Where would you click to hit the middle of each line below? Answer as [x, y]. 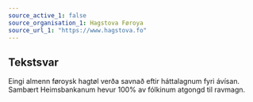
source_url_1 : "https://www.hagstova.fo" [78, 30]
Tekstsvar [34, 62]
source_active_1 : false [48, 15]
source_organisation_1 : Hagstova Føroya [76, 23]
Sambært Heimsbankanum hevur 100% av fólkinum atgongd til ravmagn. [127, 90]
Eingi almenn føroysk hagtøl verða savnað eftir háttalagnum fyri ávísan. [124, 81]
